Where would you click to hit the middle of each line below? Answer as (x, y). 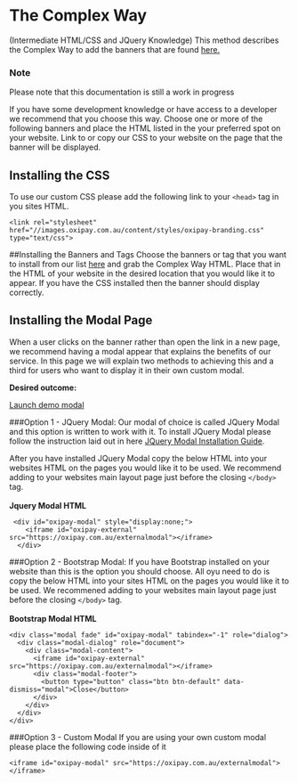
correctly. (27, 293)
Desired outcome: (43, 387)
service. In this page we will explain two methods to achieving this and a (141, 361)
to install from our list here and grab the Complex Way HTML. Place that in (145, 265)
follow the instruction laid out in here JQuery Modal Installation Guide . (137, 441)
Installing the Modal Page (81, 320)
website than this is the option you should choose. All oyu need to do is (140, 571)
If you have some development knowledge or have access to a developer (143, 110)
